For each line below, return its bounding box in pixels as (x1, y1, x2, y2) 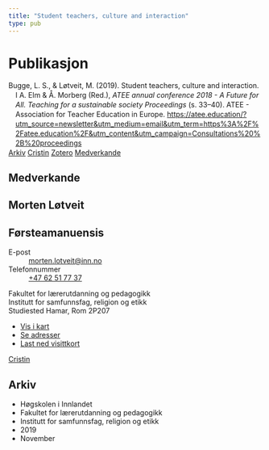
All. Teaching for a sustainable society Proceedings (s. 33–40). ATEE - (15, 100, 250, 110)
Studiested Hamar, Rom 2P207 (8, 306, 110, 316)
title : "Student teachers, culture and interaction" (8, 11, 189, 20)
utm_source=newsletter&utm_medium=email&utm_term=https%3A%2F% (15, 119, 259, 128)
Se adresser (19, 330, 60, 340)
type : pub (8, 19, 42, 27)
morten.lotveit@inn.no (28, 256, 102, 266)
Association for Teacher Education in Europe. (15, 110, 166, 120)
